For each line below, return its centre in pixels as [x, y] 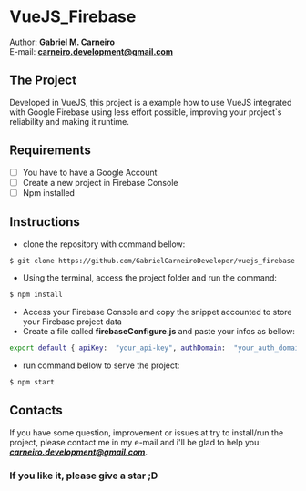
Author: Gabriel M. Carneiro [62, 42]
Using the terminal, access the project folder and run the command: [150, 278]
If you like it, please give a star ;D [84, 476]
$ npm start [32, 383]
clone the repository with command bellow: [104, 244]
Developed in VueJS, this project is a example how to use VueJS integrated [151, 102]
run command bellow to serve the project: [101, 365]
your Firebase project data [72, 322]
